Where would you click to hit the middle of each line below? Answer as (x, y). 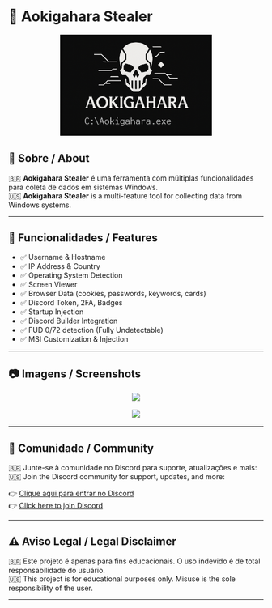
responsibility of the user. (51, 588)
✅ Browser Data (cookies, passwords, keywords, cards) (113, 294)
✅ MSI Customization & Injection (74, 339)
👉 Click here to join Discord (56, 505)
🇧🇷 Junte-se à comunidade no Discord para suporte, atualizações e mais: (133, 467)
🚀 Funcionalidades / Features (83, 238)
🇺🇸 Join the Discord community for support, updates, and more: (117, 476)
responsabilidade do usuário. (57, 570)
